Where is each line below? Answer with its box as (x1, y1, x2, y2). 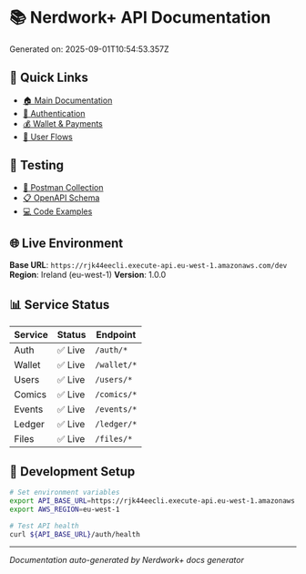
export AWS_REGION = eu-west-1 (9, 505, 120, 514)
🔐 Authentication (22, 108, 86, 118)
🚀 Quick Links (9, 70, 88, 86)
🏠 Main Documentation (22, 95, 113, 106)
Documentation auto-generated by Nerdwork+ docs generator (9, 555, 244, 566)
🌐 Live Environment (9, 235, 124, 251)
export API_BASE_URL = (9, 496, 92, 506)
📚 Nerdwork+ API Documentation (9, 7, 271, 28)
